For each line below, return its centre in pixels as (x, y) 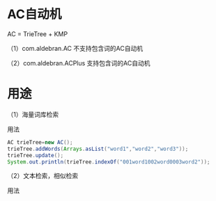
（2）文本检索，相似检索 (43, 176)
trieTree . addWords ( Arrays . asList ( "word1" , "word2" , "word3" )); (98, 149)
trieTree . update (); (36, 155)
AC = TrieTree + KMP (38, 34)
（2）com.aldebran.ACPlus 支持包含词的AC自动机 (79, 63)
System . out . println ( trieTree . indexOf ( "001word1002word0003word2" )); (109, 162)
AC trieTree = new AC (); (40, 142)
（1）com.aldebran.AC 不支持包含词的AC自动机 (75, 48)
